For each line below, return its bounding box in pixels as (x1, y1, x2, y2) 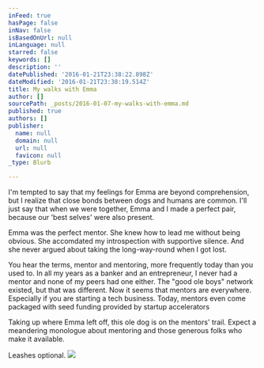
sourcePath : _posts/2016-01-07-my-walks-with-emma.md (8, 100, 190, 108)
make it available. (8, 334, 65, 344)
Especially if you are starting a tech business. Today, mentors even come (8, 294, 247, 303)
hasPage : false (8, 19, 58, 27)
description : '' (8, 63, 62, 71)
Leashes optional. (8, 351, 66, 360)
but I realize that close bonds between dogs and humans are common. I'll (8, 195, 247, 206)
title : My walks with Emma (8, 85, 97, 93)
